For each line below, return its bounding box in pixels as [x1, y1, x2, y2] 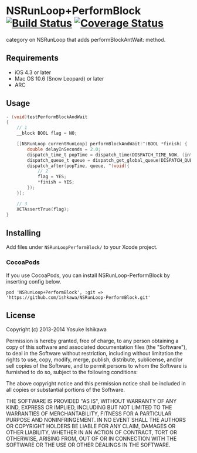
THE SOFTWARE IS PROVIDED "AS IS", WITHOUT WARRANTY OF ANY [6, 398, 177, 405]
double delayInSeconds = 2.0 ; [27, 146, 101, 152]
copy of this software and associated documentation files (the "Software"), [6, 344, 188, 351]
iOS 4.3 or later [14, 69, 52, 76]
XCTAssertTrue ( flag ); [16, 206, 69, 212]
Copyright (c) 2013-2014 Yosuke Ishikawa [6, 326, 107, 333]
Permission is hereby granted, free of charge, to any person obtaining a [6, 337, 179, 345]
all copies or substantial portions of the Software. [6, 387, 125, 394]
